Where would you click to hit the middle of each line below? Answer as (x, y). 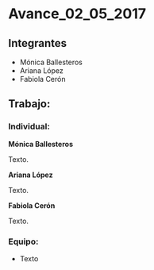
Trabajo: (29, 104)
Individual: (29, 126)
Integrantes (38, 43)
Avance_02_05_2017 (77, 14)
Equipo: (23, 241)
